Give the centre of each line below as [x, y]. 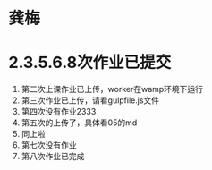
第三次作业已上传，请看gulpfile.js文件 [90, 100]
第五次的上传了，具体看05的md [79, 123]
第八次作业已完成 [53, 157]
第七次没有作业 [49, 145]
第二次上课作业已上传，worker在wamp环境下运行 [112, 89]
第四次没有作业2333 [59, 112]
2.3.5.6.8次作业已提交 [90, 63]
